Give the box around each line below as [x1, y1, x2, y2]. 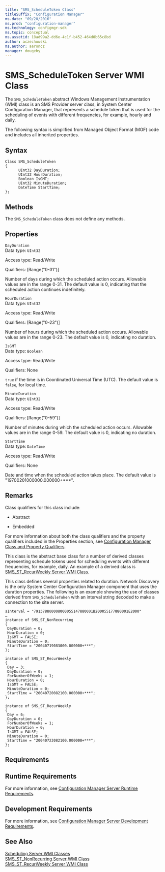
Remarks [5, 492, 33, 500]
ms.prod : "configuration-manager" [5, 21, 76, 26]
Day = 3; [7, 665, 26, 670]
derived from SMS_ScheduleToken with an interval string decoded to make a [5, 594, 155, 600]
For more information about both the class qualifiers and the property [5, 533, 145, 539]
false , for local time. [5, 382, 47, 388]
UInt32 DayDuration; [18, 168, 60, 173]
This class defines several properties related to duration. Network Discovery [5, 578, 160, 584]
